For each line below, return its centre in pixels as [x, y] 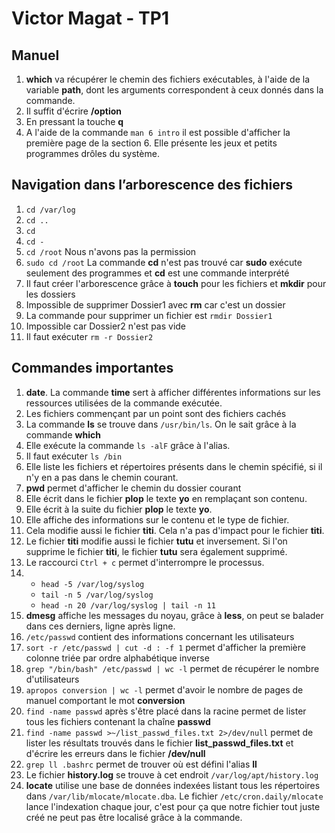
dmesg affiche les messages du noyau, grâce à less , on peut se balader [174, 615]
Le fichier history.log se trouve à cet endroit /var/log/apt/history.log [172, 774]
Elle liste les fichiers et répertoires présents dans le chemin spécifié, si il [174, 466]
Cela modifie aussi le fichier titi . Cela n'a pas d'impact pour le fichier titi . [175, 530]
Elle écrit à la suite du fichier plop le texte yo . [119, 509]
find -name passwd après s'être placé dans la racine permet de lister [166, 711]
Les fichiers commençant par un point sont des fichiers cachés [156, 413]
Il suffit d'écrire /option [74, 111]
